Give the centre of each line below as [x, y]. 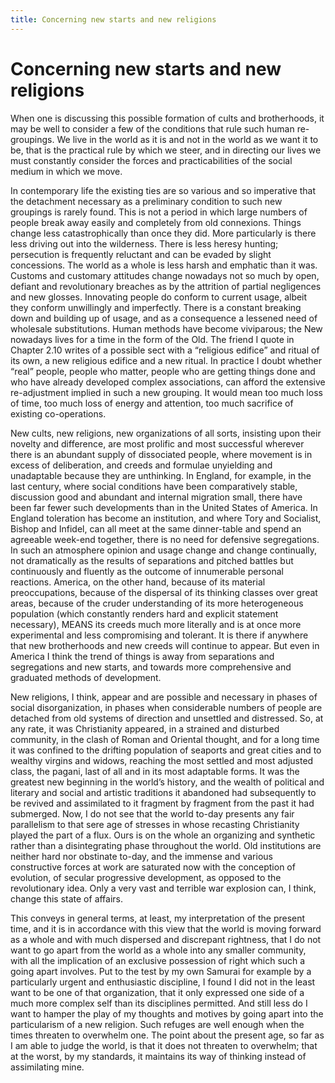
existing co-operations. [58, 413]
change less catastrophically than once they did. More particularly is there [163, 233]
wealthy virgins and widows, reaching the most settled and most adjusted [162, 760]
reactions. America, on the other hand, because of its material [138, 582]
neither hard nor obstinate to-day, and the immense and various [141, 856]
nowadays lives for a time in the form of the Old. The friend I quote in [152, 339]
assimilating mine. [47, 1067]
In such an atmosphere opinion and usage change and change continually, [164, 550]
